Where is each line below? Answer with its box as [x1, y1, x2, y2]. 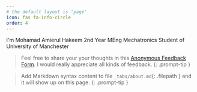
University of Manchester [6, 43, 69, 50]
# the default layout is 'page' [6, 8, 87, 15]
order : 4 [6, 20, 28, 26]
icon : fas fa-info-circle [6, 14, 71, 20]
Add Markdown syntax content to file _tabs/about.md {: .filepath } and [20, 73, 192, 80]
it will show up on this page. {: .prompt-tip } [20, 79, 129, 86]
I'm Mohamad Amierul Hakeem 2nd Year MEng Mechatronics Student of [6, 37, 185, 44]
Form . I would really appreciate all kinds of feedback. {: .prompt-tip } [20, 61, 191, 68]
